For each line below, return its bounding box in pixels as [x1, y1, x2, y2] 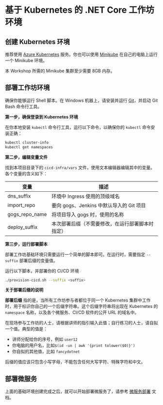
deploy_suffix [7, 223, 38, 230]
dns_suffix [7, 192, 31, 199]
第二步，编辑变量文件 [5, 154, 48, 160]
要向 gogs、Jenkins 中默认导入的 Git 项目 [51, 202, 146, 209]
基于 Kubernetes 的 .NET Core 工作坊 [5, 4, 154, 16]
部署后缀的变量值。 [19, 257, 58, 263]
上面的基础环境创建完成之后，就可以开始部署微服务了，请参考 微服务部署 [5, 388, 151, 394]
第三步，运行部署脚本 [5, 241, 48, 247]
